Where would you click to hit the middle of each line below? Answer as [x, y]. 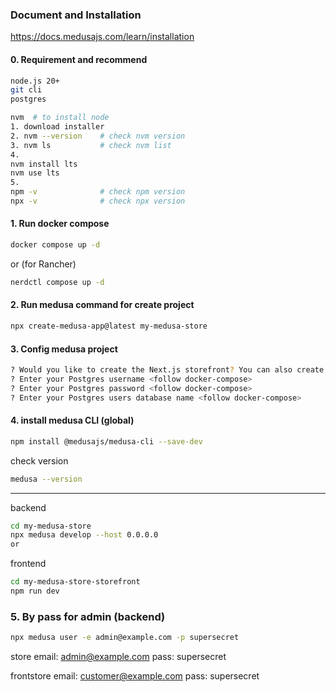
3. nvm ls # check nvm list [91, 145]
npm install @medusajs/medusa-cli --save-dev [106, 441]
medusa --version [46, 479]
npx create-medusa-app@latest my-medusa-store [109, 326]
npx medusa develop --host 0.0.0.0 [84, 535]
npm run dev [35, 591]
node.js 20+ [35, 81]
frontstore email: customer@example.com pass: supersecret [135, 676]
